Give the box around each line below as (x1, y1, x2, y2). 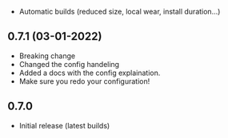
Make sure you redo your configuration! (18, 76, 150, 86)
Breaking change (18, 51, 76, 61)
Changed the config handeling (18, 59, 120, 69)
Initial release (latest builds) (18, 120, 110, 130)
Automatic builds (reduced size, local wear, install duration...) (18, 7, 221, 16)
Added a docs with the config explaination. (18, 68, 161, 77)
